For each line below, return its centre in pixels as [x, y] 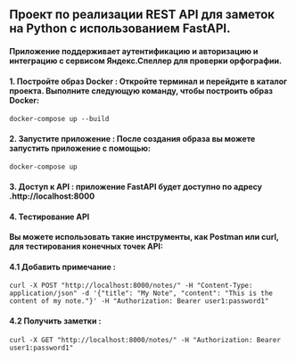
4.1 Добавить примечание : [62, 267]
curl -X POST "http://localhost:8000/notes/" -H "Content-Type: [131, 286]
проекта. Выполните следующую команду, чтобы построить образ [141, 90]
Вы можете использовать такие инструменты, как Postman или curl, [144, 237]
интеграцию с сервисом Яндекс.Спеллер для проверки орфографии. [146, 61]
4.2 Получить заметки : [55, 321]
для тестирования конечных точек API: [86, 246]
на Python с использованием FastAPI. [120, 29]
